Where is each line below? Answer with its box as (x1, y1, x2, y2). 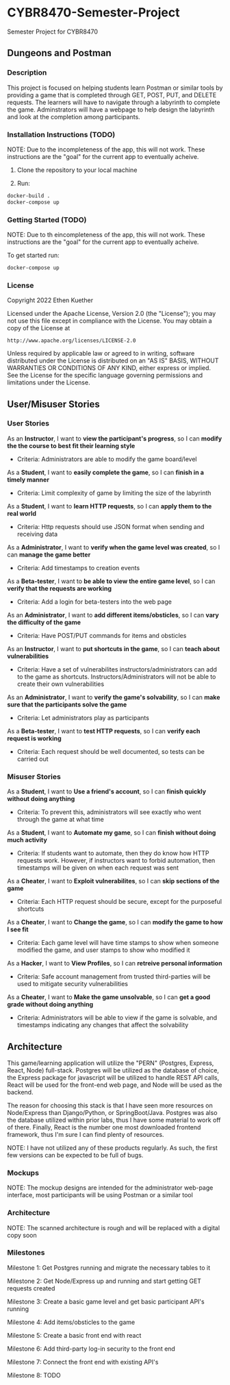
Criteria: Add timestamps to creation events (16, 563, 140, 572)
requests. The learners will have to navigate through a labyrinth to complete (7, 98, 220, 106)
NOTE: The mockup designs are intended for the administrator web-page (7, 1184, 214, 1192)
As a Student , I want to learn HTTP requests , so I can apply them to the (7, 502, 212, 510)
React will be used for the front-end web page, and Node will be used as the (7, 1081, 222, 1089)
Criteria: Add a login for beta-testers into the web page (16, 598, 172, 606)
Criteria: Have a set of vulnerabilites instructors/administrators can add (16, 665, 218, 673)
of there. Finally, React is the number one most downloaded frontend (7, 1123, 201, 1131)
